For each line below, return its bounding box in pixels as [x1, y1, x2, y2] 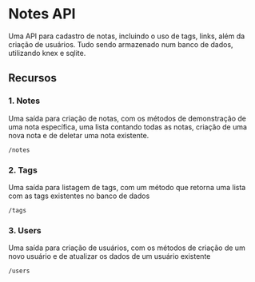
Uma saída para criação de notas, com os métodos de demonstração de [8, 113, 246, 123]
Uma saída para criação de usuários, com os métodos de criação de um [8, 243, 245, 252]
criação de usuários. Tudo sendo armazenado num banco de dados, [8, 39, 233, 49]
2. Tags [8, 165, 38, 176]
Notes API [8, 5, 76, 23]
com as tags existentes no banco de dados [8, 191, 150, 201]
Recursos [8, 71, 58, 85]
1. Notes [8, 95, 41, 106]
